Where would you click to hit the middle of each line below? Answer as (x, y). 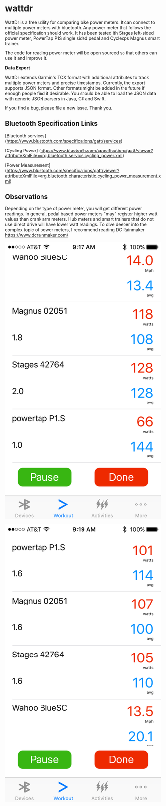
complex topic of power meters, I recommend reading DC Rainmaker (75, 229)
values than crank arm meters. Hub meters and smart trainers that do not (80, 219)
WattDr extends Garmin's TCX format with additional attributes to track (77, 77)
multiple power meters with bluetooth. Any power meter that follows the (78, 27)
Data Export (18, 68)
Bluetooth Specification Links (51, 124)
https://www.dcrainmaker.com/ (37, 235)
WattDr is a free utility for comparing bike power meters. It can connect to (80, 22)
